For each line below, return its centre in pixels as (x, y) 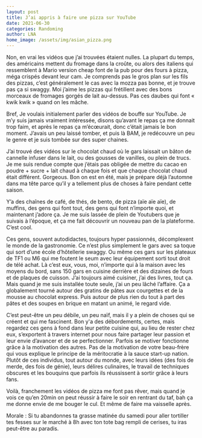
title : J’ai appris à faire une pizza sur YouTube (71, 18)
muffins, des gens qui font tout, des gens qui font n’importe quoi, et (90, 208)
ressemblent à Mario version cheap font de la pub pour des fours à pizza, (97, 70)
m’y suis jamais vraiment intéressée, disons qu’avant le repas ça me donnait (100, 120)
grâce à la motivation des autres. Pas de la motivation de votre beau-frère (98, 347)
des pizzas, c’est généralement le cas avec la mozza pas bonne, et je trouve (101, 83)
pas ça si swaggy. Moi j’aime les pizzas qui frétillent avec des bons (89, 89)
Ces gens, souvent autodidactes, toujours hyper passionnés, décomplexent (100, 239)
